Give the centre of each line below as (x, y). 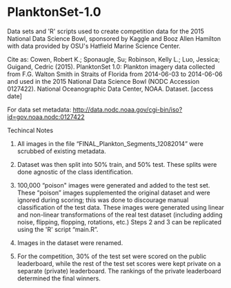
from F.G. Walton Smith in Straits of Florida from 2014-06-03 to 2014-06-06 (115, 74)
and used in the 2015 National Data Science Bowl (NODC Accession (103, 81)
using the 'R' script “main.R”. (58, 229)
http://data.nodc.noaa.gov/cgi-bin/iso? (128, 109)
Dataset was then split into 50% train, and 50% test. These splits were (117, 164)
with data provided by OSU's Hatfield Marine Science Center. (94, 46)
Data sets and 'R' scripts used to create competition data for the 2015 (106, 31)
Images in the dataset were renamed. (70, 242)
